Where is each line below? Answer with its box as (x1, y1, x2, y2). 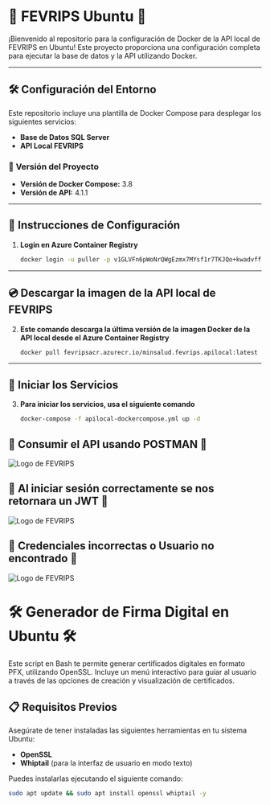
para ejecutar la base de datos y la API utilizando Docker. (8, 51, 198, 60)
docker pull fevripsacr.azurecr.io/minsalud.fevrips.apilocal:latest (19, 348, 259, 356)
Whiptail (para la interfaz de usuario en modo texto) (19, 758, 193, 768)
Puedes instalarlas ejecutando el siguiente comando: (8, 774, 183, 783)
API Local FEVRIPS (19, 141, 84, 150)
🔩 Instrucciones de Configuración (8, 219, 181, 232)
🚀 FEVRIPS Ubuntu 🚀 (8, 7, 147, 26)
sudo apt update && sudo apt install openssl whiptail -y (8, 790, 207, 798)
